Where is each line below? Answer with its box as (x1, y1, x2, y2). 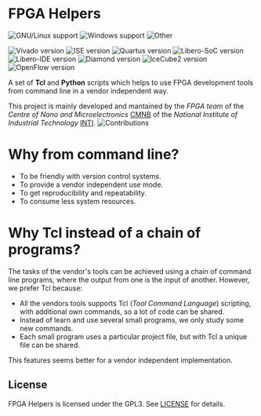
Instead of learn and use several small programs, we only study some (19, 315, 245, 324)
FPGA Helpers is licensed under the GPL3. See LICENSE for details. (8, 399, 226, 408)
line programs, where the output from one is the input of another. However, (8, 275, 250, 284)
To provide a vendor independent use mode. (19, 180, 163, 189)
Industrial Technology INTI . (8, 118, 96, 127)
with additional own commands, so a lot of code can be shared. (19, 307, 225, 316)
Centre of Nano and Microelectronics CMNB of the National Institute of (8, 109, 238, 119)
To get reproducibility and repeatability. (19, 188, 147, 197)
